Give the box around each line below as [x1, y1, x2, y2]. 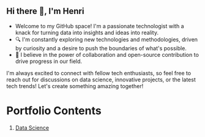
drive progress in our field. [15, 57, 83, 65]
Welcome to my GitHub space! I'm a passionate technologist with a [15, 22, 185, 29]
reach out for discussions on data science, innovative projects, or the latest [6, 76, 196, 83]
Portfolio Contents [6, 104, 102, 117]
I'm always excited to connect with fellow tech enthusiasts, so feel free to [6, 69, 192, 76]
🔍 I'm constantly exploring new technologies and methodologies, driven [15, 35, 198, 43]
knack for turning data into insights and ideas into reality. [15, 29, 159, 36]
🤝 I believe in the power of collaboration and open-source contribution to [15, 51, 199, 58]
